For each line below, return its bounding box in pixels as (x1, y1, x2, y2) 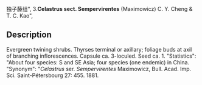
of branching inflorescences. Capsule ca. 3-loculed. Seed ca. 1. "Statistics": (6, 52, 197, 59)
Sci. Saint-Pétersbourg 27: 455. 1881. (6, 72, 99, 79)
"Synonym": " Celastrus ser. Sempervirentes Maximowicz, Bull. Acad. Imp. (6, 65, 192, 72)
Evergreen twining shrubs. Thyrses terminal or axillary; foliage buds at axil (6, 46, 192, 53)
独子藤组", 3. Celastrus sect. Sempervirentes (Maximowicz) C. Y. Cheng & (6, 5, 193, 12)
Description (6, 30, 52, 40)
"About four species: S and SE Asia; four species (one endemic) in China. (6, 58, 190, 66)
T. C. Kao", (6, 12, 33, 19)
